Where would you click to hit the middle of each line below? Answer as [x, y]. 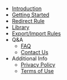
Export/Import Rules [36, 34]
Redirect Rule [28, 21]
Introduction [27, 9]
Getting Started [30, 15]
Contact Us [34, 52]
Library [20, 27]
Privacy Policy [38, 65]
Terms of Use [37, 71]
